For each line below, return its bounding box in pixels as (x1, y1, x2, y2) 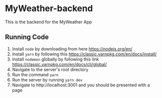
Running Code (5, 33, 49, 41)
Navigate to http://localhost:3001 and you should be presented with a (12, 82, 150, 88)
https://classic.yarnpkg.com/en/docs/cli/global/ (12, 61, 107, 67)
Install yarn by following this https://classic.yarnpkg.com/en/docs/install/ (12, 51, 157, 57)
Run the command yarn (12, 71, 59, 78)
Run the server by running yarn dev (12, 77, 83, 82)
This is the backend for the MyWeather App (5, 19, 92, 25)
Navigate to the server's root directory (12, 66, 88, 72)
